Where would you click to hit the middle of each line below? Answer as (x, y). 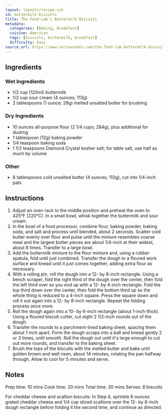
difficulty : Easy (28, 42)
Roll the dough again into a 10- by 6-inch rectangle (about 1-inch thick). (86, 311)
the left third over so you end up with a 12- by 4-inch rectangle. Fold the (86, 284)
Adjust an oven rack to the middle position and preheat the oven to (81, 210)
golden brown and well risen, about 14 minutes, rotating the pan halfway (87, 353)
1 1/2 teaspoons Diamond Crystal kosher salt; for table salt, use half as (85, 148)
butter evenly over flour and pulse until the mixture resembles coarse (83, 237)
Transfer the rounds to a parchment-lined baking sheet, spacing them (84, 327)
